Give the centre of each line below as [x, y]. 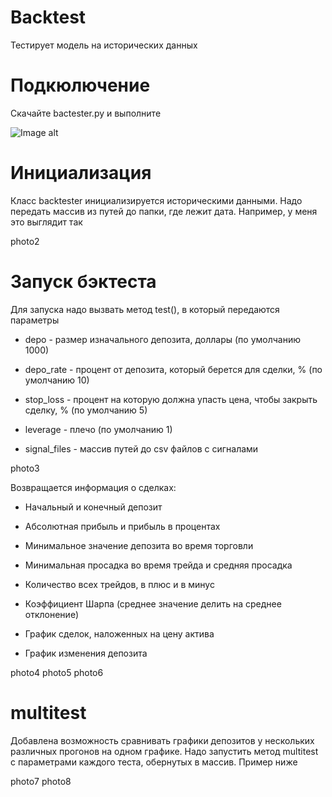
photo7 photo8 [41, 781]
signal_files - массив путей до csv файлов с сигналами [141, 448]
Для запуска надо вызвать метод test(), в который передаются [145, 309]
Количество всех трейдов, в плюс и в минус [119, 584]
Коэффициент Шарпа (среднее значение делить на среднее [153, 603]
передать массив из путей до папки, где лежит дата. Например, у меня [164, 211]
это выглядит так [46, 222]
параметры [35, 320]
